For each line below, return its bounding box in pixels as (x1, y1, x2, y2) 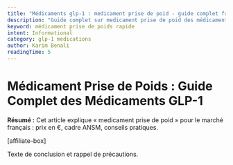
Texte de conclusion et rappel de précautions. (7, 150, 139, 158)
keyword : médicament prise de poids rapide (7, 23, 135, 30)
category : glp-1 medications (7, 36, 92, 43)
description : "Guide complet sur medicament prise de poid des (7, 17, 194, 23)
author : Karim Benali (7, 42, 70, 49)
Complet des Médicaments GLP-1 (7, 93, 203, 109)
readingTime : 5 (7, 49, 51, 56)
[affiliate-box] (7, 136, 46, 145)
